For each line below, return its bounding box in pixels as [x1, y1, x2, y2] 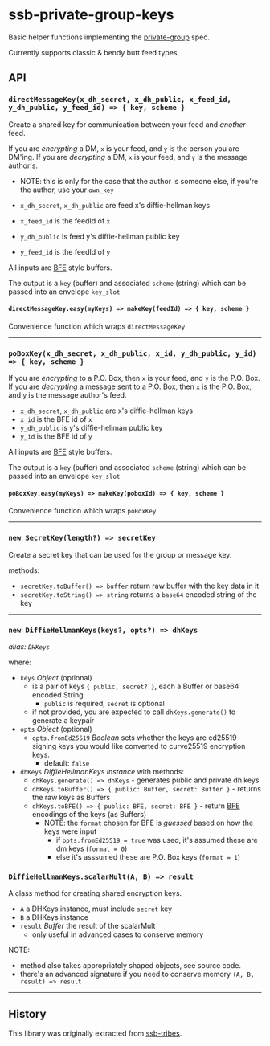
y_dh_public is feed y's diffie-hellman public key [19, 231, 180, 241]
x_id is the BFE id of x [19, 415, 92, 424]
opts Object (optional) [19, 724, 92, 733]
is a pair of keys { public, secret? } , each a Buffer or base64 [31, 681, 239, 691]
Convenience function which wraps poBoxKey [8, 506, 157, 516]
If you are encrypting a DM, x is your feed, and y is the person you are [8, 143, 239, 153]
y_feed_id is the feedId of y [19, 247, 111, 256]
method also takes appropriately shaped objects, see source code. [19, 961, 241, 970]
